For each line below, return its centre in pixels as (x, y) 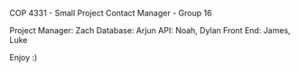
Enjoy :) (23, 57)
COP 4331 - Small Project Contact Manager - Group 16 (111, 13)
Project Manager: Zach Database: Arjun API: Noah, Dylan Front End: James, (150, 30)
